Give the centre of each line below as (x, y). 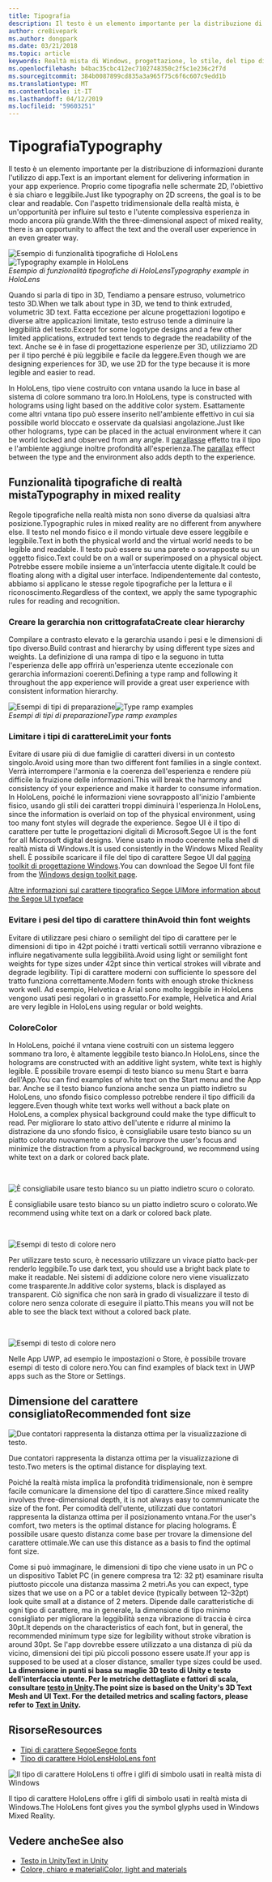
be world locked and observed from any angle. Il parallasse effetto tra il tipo (134, 440)
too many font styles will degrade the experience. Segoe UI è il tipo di (124, 823)
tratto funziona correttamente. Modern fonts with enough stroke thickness (131, 981)
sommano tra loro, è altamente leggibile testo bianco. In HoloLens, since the (134, 1054)
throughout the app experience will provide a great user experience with (129, 682)
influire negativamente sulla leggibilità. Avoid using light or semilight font (128, 955)
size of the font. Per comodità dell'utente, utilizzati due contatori (115, 1508)
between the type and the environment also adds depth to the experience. (132, 457)
